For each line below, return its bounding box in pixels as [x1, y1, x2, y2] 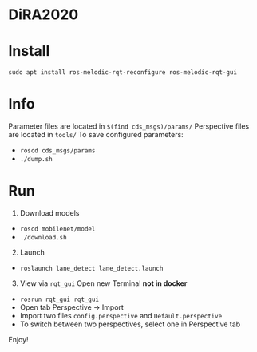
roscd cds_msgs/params [19, 147, 96, 155]
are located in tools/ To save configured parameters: [8, 130, 184, 140]
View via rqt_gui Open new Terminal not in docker [19, 279, 188, 288]
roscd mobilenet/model [19, 225, 96, 233]
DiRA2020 [8, 6, 79, 24]
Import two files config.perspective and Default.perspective [19, 311, 223, 320]
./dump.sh [19, 156, 53, 164]
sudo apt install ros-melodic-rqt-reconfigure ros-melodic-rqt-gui [8, 69, 238, 77]
